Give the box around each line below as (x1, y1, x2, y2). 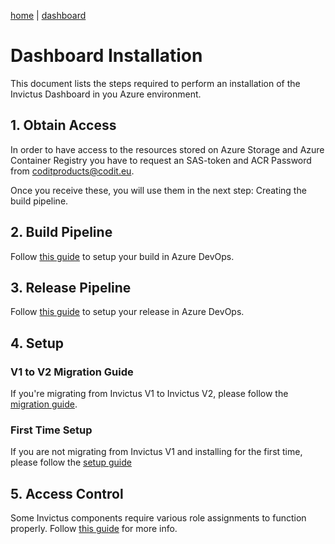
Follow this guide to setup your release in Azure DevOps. (10, 306, 245, 318)
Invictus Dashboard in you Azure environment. (10, 88, 202, 100)
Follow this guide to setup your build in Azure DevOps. (10, 250, 235, 262)
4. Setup (10, 335, 65, 352)
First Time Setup (10, 423, 93, 437)
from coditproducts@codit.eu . (10, 165, 135, 177)
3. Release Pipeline (10, 279, 132, 296)
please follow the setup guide (10, 456, 132, 469)
